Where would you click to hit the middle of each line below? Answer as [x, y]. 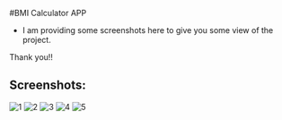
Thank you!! [31, 57]
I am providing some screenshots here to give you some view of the [148, 30]
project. [36, 40]
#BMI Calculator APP [48, 13]
